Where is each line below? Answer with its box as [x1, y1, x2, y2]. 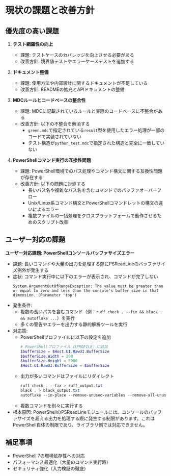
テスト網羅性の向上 [12, 41, 53, 47]
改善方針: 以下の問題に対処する [20, 181, 85, 187]
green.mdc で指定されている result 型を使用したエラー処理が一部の [27, 127, 165, 133]
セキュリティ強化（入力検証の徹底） [12, 465, 89, 471]
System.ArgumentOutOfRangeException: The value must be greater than [12, 284, 164, 289]
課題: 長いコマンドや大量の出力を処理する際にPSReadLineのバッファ [12, 261, 157, 267]
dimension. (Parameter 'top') [12, 292, 77, 297]
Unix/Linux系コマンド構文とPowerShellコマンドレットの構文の [27, 200, 159, 206]
